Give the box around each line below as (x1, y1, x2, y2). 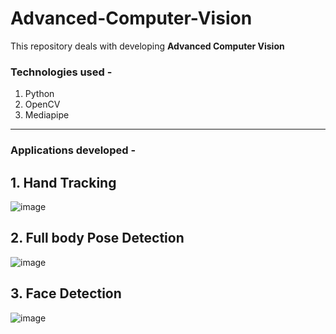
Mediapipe (24, 109, 70, 121)
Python (24, 88, 55, 100)
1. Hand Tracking (10, 174, 117, 191)
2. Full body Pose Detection (10, 230, 185, 247)
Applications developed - (10, 143, 137, 157)
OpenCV (24, 98, 61, 111)
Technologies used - (10, 65, 113, 79)
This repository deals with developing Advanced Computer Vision (10, 40, 285, 52)
